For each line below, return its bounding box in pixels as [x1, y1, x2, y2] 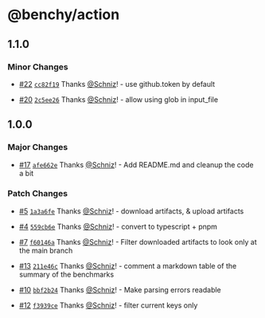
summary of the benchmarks [18, 269, 115, 279]
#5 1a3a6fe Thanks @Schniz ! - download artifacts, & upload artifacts [18, 206, 244, 216]
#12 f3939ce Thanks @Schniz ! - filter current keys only [18, 300, 198, 310]
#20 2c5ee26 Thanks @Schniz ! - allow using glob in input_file [18, 94, 219, 104]
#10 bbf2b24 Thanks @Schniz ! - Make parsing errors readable [18, 285, 222, 294]
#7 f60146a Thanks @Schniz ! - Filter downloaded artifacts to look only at [18, 237, 257, 246]
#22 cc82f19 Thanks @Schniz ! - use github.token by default [18, 79, 216, 88]
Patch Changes [7, 188, 68, 199]
